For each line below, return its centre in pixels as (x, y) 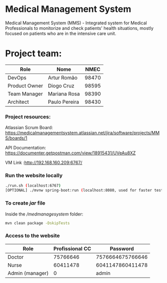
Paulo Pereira (64, 102)
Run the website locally (34, 176)
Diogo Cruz (61, 85)
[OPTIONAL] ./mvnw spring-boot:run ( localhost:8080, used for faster (79, 190)
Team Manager (25, 94)
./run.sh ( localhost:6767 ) (33, 186)
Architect (18, 102)
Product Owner (25, 85)
